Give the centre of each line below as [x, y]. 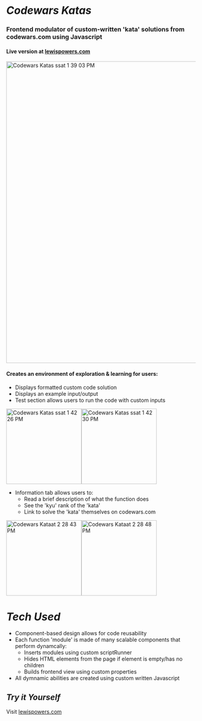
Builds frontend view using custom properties [80, 672]
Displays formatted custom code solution [66, 387]
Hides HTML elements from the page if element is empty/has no [103, 659]
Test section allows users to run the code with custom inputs [90, 400]
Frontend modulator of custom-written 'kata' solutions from [96, 30]
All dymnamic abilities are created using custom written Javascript [97, 678]
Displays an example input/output [57, 393]
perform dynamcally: [41, 646]
